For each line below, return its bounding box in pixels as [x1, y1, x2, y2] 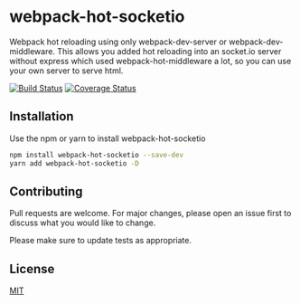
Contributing [9, 184, 83, 199]
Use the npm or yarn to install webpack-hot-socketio [9, 133, 206, 144]
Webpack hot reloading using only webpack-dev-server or [9, 36, 228, 47]
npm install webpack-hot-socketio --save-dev [9, 150, 183, 159]
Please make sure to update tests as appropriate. [9, 235, 192, 246]
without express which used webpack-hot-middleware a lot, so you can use [9, 55, 292, 66]
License [9, 261, 55, 277]
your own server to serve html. [9, 65, 124, 76]
